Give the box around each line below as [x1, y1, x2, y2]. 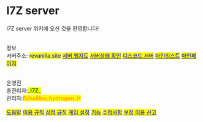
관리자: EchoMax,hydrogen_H [6, 94, 81, 102]
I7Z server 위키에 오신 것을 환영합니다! [6, 25, 99, 32]
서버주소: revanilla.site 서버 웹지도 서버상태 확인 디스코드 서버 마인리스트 [6, 51, 180, 59]
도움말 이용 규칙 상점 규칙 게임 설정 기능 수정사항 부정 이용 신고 [6, 109, 157, 116]
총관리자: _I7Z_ [6, 86, 42, 94]
